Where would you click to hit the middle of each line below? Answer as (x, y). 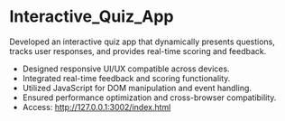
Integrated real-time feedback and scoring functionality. (126, 78)
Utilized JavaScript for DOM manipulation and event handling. (137, 88)
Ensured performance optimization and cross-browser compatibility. (149, 98)
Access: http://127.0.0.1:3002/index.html (97, 107)
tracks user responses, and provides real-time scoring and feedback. (138, 51)
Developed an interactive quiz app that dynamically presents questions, (142, 42)
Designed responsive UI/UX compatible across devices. (126, 69)
